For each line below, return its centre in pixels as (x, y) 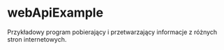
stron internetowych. (37, 39)
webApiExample (55, 13)
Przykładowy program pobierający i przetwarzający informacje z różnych (112, 32)
